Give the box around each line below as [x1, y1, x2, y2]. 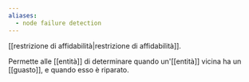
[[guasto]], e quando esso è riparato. [8, 64, 129, 74]
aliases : [8, 11, 38, 20]
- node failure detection [15, 19, 102, 27]
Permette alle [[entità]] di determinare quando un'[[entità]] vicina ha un [8, 57, 242, 66]
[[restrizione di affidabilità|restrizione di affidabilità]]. [8, 41, 182, 50]
